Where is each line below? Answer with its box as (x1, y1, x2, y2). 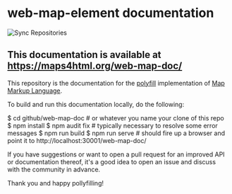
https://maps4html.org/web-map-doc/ (7, 60, 183, 72)
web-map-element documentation (7, 5, 214, 21)
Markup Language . (7, 86, 63, 95)
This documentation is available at (7, 49, 161, 61)
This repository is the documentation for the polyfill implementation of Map (7, 79, 226, 87)
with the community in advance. (7, 165, 101, 173)
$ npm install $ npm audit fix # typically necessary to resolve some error (7, 121, 219, 130)
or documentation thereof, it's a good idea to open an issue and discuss (7, 157, 216, 166)
